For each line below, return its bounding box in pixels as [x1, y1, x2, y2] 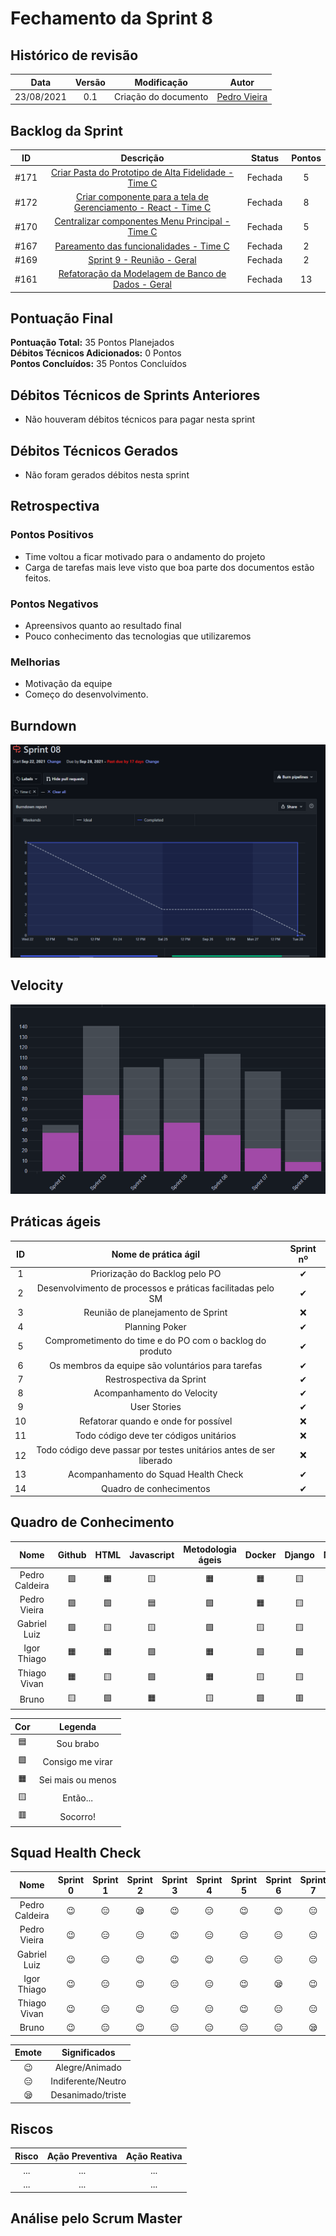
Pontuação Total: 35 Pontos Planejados [10, 337, 175, 349]
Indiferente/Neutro [50, 2075, 127, 2087]
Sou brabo [56, 1737, 100, 1749]
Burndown [10, 717, 77, 734]
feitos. [24, 572, 52, 584]
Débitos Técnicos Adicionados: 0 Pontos [10, 347, 182, 359]
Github [57, 1548, 87, 1561]
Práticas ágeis [10, 1213, 102, 1231]
